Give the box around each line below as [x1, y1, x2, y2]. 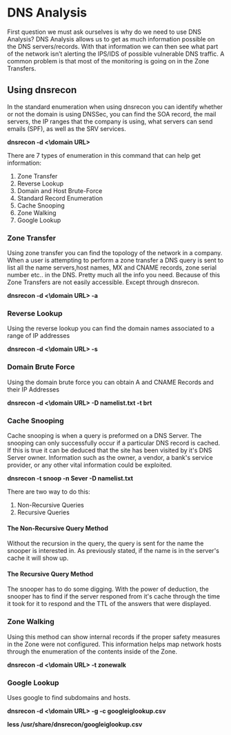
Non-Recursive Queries [17, 501, 84, 509]
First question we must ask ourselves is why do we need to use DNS [7, 28, 202, 36]
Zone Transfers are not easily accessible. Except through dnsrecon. [7, 278, 200, 287]
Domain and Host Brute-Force [17, 186, 103, 194]
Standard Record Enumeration [17, 194, 103, 202]
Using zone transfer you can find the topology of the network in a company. [7, 249, 223, 257]
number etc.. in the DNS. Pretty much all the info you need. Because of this [7, 271, 221, 279]
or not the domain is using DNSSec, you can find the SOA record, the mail [7, 110, 217, 118]
